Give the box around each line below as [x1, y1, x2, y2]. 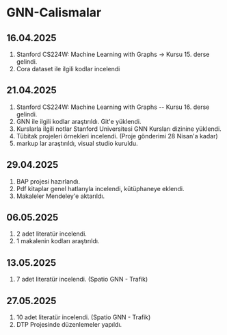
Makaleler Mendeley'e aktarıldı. [16, 192, 105, 200]
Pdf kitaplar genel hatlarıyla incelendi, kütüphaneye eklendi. [16, 184, 185, 193]
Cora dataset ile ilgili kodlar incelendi [16, 65, 120, 73]
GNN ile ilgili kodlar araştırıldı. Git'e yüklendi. [16, 117, 142, 125]
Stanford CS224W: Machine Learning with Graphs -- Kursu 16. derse [16, 103, 210, 111]
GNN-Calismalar [6, 5, 102, 21]
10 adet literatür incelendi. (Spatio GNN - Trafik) [16, 313, 151, 321]
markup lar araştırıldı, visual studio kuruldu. [16, 139, 138, 147]
